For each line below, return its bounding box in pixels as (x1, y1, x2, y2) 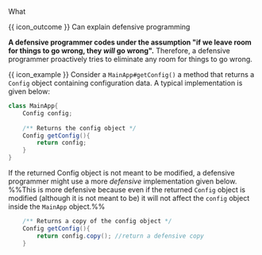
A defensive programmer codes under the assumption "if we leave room (8, 37, 252, 47)
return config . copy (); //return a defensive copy (37, 232, 204, 240)
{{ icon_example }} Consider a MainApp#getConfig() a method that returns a (8, 70, 255, 79)
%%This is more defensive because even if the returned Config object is (8, 185, 246, 194)
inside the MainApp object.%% (8, 202, 106, 211)
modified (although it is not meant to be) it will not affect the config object (8, 194, 250, 203)
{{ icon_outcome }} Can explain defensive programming (8, 22, 191, 31)
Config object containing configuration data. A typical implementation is (8, 79, 243, 87)
